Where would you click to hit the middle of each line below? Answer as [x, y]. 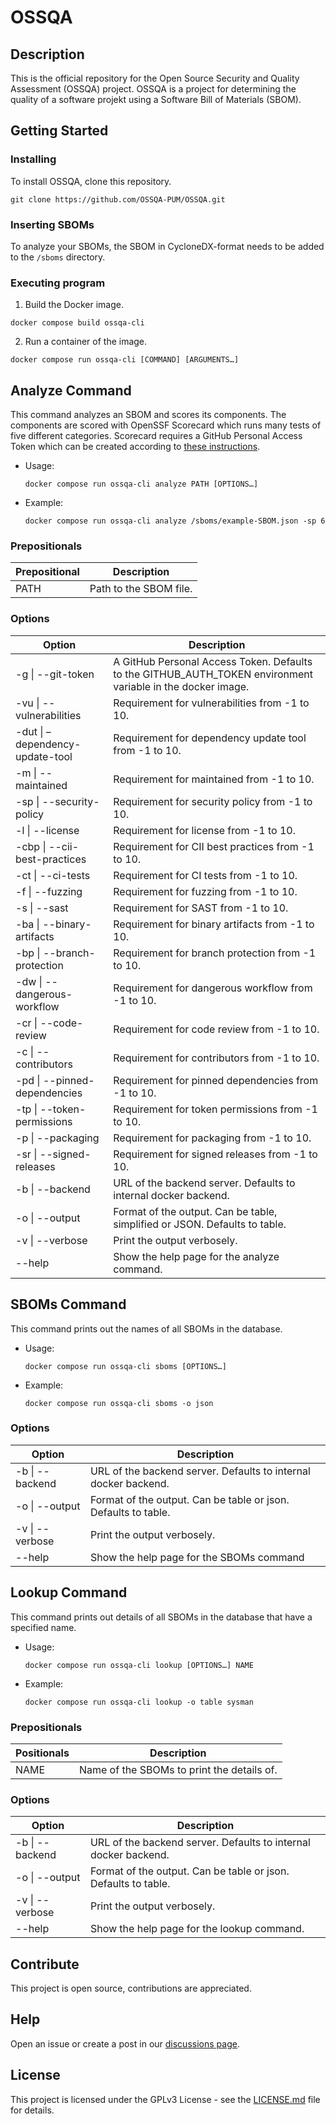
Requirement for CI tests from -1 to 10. [205, 875]
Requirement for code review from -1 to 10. [216, 1029]
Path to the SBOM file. [141, 589]
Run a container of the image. [86, 342]
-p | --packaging [57, 1138]
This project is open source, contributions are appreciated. [131, 1988]
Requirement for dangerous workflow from [213, 988]
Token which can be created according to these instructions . [135, 447]
